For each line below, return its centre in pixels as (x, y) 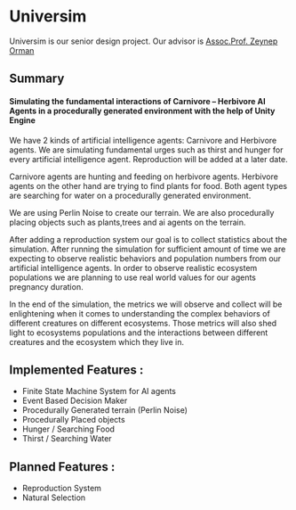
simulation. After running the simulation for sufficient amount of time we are (148, 249)
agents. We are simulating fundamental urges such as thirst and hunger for (146, 150)
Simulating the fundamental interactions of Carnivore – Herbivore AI (137, 101)
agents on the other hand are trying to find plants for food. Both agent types (148, 185)
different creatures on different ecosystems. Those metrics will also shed (143, 323)
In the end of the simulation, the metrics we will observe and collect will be (146, 304)
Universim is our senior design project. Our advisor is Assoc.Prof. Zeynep (144, 41)
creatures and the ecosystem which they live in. (97, 341)
